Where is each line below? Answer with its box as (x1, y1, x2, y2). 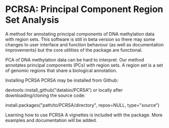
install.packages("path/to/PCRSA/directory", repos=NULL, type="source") (5, 102, 160, 108)
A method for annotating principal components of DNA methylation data (5, 31, 155, 37)
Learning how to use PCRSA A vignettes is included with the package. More (5, 112, 163, 118)
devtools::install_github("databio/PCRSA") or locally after (5, 87, 123, 93)
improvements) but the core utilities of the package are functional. (5, 47, 143, 53)
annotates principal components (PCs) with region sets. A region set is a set (5, 62, 163, 68)
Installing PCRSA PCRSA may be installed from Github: (5, 77, 119, 83)
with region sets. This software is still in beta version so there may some (5, 36, 155, 42)
